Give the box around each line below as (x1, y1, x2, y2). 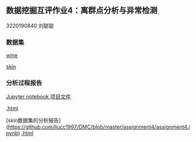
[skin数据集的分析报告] (6, 117, 61, 124)
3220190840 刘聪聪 (6, 22, 54, 29)
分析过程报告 (6, 79, 43, 87)
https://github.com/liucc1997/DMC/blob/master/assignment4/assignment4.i (8, 123, 190, 130)
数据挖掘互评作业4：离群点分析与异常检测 (6, 5, 158, 16)
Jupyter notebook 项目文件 (6, 93, 71, 101)
